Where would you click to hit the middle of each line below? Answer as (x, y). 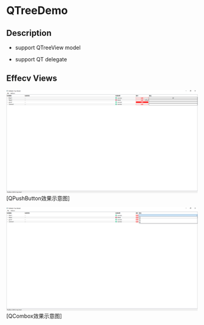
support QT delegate (41, 59)
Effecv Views (32, 79)
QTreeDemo (37, 11)
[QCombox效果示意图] (34, 316)
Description (29, 33)
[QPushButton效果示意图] (38, 199)
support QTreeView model (48, 47)
